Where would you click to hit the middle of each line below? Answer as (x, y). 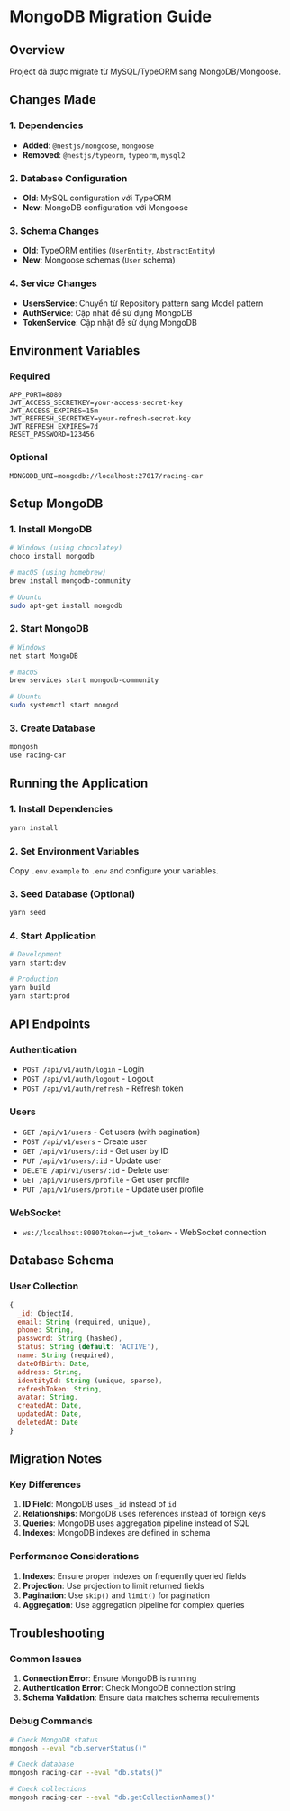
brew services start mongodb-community (84, 680)
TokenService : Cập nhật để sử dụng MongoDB (110, 322)
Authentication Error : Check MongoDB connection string (129, 1688)
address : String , (50, 1372)
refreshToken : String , (60, 1389)
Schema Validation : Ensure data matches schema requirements (141, 1697)
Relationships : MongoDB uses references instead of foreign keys (144, 1514)
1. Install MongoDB (51, 529)
